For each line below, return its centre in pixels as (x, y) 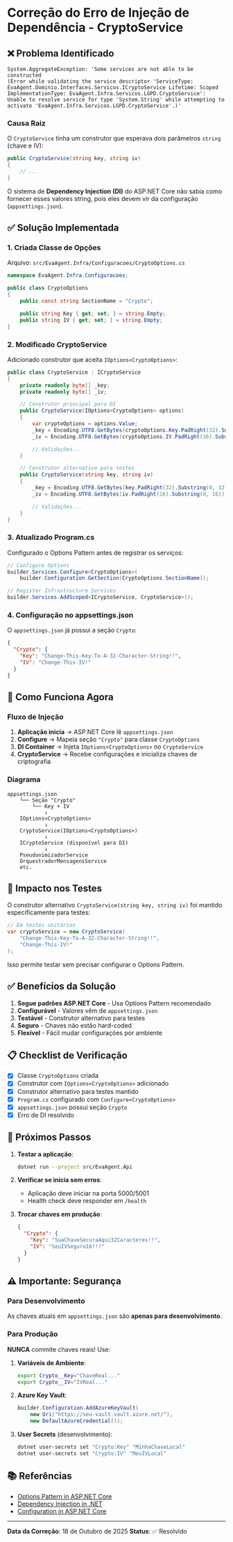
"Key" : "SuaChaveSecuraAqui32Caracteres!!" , (95, 1240)
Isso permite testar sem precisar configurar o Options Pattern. (96, 964)
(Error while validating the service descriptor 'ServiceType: (101, 81)
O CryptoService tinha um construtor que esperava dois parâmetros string (114, 138)
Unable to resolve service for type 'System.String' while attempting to (116, 100)
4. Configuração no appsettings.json (70, 615)
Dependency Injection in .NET (60, 1504)
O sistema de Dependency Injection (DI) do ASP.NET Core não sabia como (115, 191)
